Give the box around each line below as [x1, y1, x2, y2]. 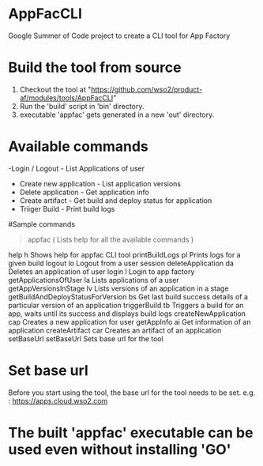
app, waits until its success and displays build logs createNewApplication [8, 309, 246, 318]
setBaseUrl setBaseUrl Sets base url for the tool [8, 333, 163, 344]
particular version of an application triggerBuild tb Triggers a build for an [8, 300, 244, 310]
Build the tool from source [8, 58, 182, 77]
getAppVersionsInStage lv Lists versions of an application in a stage [8, 284, 229, 293]
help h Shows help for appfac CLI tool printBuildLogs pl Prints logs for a [8, 250, 241, 259]
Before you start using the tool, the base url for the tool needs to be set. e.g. [8, 388, 256, 397]
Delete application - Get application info [19, 187, 150, 197]
